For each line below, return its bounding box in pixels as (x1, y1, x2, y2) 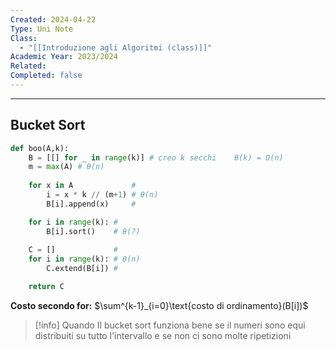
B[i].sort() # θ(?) (46, 226, 141, 236)
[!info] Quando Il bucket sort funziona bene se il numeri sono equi (34, 319, 306, 331)
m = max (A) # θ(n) (28, 162, 105, 172)
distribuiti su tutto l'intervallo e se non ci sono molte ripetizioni (34, 329, 292, 341)
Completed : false (10, 71, 83, 81)
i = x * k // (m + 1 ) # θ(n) (46, 190, 159, 200)
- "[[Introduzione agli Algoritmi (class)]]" (19, 42, 213, 53)
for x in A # (28, 181, 137, 191)
